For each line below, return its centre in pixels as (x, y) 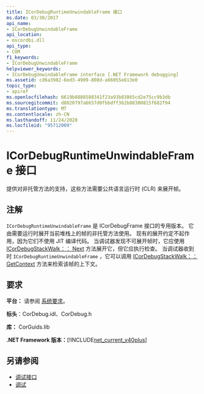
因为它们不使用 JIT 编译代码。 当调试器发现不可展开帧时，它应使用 (101, 241)
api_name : (19, 23)
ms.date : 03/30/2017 (33, 18)
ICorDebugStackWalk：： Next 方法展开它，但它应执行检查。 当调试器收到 (100, 249)
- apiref (17, 92)
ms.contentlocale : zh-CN (38, 114)
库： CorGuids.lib (28, 327)
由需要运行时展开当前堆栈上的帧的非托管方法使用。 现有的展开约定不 (93, 233)
